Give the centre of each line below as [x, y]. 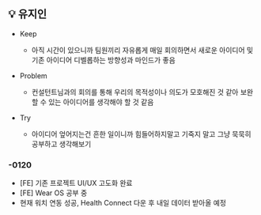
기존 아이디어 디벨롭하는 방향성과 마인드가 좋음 [103, 60]
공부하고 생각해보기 [61, 144]
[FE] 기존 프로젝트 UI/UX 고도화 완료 [76, 183]
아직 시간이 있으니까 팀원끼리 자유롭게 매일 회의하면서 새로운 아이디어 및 [142, 50]
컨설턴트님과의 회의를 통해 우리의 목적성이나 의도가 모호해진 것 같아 [135, 92]
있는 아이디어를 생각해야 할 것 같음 [101, 102]
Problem [33, 75]
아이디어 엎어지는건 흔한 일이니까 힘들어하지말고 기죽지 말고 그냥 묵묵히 [141, 134]
